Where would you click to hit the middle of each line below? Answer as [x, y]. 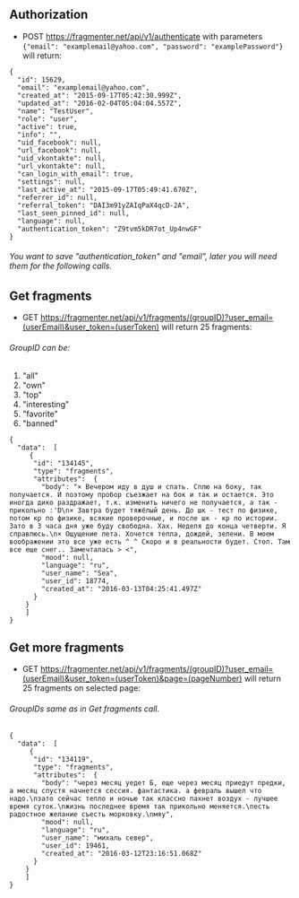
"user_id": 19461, [76, 846]
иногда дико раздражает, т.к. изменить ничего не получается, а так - [144, 502]
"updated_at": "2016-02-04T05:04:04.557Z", [99, 103]
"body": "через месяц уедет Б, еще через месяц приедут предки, [164, 783]
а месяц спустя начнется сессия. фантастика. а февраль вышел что [136, 790]
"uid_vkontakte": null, [61, 158]
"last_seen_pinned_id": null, [73, 213]
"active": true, [47, 126]
